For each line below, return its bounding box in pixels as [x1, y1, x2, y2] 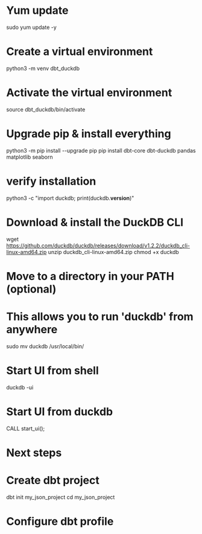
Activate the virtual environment [6, 86, 172, 100]
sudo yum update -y [6, 24, 57, 31]
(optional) [6, 282, 57, 296]
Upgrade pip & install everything [6, 127, 171, 141]
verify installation [6, 174, 96, 188]
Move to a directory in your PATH [6, 269, 175, 283]
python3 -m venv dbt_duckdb [6, 65, 80, 72]
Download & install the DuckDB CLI [6, 215, 184, 229]
